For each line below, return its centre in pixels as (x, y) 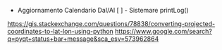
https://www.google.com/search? (164, 31)
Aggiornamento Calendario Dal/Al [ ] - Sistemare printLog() (103, 10)
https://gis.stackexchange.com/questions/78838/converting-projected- (111, 24)
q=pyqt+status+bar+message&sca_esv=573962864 (83, 39)
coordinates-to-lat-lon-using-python (61, 31)
